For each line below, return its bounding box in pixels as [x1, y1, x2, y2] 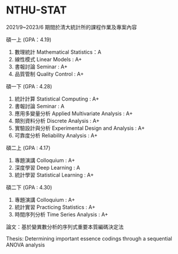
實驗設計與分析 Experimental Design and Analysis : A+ [14, 124, 145, 132]
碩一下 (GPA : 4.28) [6, 83, 53, 90]
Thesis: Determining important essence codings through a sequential [6, 235, 172, 242]
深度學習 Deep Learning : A [14, 164, 81, 171]
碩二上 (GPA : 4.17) [6, 144, 51, 151]
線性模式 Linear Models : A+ [14, 56, 82, 63]
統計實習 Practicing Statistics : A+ [14, 203, 96, 211]
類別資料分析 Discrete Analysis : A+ [14, 117, 100, 124]
